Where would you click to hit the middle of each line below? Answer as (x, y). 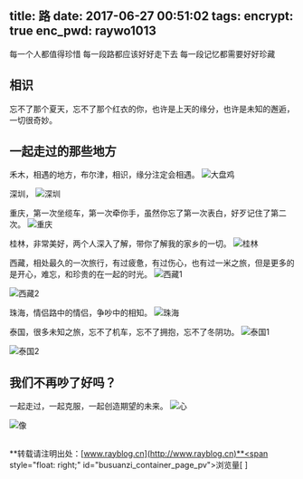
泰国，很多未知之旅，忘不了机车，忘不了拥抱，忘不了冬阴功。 (124, 332)
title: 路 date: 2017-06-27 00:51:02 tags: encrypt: (151, 16)
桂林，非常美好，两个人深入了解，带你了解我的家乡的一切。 (120, 244)
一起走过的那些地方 (63, 152)
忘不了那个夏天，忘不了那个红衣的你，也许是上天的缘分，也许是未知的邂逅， (152, 109)
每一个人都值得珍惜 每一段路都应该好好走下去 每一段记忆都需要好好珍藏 (142, 53)
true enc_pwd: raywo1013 (83, 31)
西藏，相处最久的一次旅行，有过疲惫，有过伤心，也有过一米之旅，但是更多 (148, 263)
